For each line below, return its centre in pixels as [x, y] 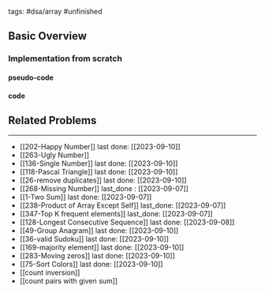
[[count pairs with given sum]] [69, 281]
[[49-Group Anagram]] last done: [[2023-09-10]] [99, 231]
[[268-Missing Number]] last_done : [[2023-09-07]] [104, 189]
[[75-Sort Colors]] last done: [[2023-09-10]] [91, 265]
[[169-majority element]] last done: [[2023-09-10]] [102, 247]
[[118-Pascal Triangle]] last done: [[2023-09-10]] [99, 172]
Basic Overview [48, 36]
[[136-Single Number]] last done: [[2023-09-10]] [99, 163]
